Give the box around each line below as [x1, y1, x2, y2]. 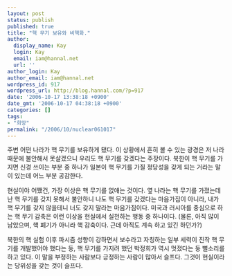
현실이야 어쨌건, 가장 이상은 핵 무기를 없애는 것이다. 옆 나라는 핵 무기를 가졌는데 [7, 186, 222, 194]
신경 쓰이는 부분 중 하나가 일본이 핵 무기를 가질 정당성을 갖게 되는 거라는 [19, 163, 214, 172]
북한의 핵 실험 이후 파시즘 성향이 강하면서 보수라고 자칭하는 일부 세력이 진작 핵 [7, 236, 218, 244]
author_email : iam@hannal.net [7, 74, 95, 82]
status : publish [7, 17, 54, 24]
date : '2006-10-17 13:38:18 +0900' [7, 94, 110, 101]
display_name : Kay [13, 42, 67, 49]
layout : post [7, 10, 45, 17]
